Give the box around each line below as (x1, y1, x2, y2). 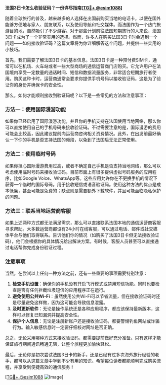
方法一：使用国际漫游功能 (5, 106, 66, 113)
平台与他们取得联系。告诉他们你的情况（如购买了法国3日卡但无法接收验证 (9, 232, 160, 238)
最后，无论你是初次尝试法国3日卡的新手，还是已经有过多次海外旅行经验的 (5, 352, 155, 358)
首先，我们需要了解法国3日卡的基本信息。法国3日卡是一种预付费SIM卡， (5, 57, 153, 63)
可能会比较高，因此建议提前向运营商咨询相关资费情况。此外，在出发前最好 (5, 131, 157, 137)
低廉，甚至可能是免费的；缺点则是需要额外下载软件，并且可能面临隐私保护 (9, 187, 161, 193)
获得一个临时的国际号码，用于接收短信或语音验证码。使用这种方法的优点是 (5, 181, 157, 187)
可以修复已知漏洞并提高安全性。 (16, 312, 82, 318)
